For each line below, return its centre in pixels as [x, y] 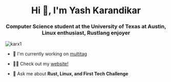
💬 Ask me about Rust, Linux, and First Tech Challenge [70, 74]
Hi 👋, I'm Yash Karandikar [86, 11]
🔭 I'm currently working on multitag [50, 54]
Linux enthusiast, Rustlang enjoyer [86, 33]
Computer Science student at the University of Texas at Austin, [86, 27]
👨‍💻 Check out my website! [40, 64]
